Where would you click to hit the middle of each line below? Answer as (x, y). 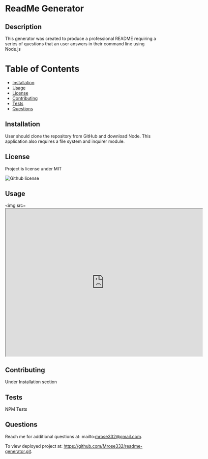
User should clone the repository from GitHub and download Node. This (78, 136)
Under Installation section (31, 382)
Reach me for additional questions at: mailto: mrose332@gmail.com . (74, 436)
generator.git (18, 451)
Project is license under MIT (33, 168)
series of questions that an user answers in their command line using (75, 44)
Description (23, 27)
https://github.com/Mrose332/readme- (103, 446)
